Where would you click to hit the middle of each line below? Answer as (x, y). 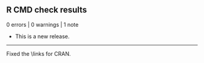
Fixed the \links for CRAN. (39, 53)
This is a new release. (42, 36)
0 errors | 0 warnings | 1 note (42, 24)
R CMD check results (47, 10)
